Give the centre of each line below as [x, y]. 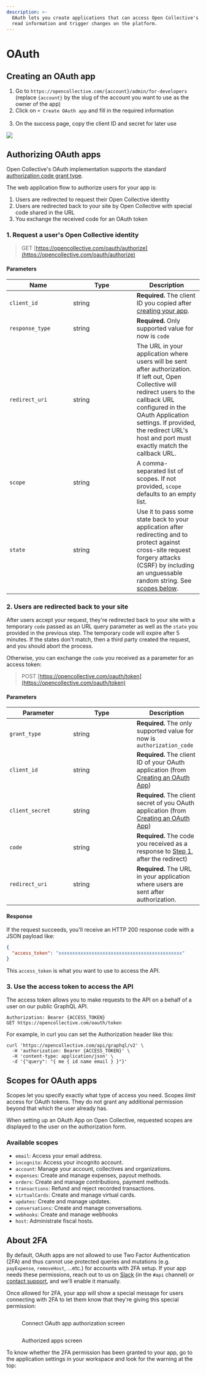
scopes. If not [157, 478]
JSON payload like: [31, 936]
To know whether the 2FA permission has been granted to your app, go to [100, 1352]
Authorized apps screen [52, 1341]
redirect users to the [166, 392]
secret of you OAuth [166, 803]
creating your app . [163, 310]
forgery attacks [159, 557]
